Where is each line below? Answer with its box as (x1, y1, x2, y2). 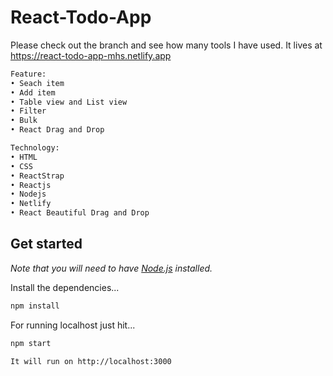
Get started (10, 236, 83, 253)
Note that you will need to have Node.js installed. (10, 262, 213, 274)
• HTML (10, 152, 38, 162)
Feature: (10, 69, 47, 79)
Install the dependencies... (10, 281, 120, 293)
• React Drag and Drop (10, 125, 105, 135)
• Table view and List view (10, 97, 128, 107)
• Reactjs (10, 180, 52, 190)
